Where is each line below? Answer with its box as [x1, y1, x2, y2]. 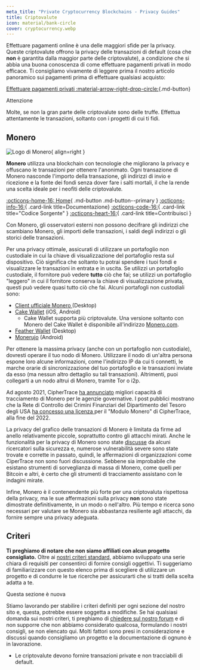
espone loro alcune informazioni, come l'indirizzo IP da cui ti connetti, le [6, 358, 183, 366]
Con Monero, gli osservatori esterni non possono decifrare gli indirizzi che [6, 221, 189, 228]
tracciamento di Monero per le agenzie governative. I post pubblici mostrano [6, 395, 195, 402]
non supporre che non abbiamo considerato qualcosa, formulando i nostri [6, 621, 188, 628]
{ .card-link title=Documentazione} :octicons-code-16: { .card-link [24, 203, 186, 210]
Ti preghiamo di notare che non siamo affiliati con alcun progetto [6, 547, 170, 554]
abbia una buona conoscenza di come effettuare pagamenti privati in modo [6, 61, 191, 68]
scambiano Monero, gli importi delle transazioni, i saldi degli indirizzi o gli [6, 228, 186, 235]
